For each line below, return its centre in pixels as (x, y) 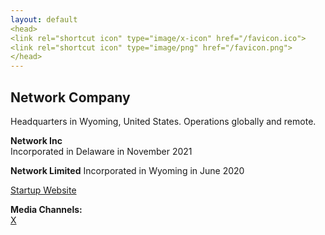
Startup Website (43, 190)
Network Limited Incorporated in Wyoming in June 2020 (127, 170)
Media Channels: (46, 209)
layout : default (44, 19)
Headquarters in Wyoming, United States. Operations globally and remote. (163, 121)
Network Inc (36, 140)
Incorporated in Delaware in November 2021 (101, 151)
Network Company (70, 97)
